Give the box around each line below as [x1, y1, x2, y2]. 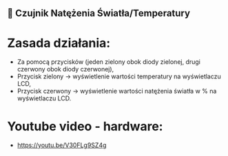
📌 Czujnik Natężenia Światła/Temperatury [7, 8, 191, 19]
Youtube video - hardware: [7, 118, 163, 134]
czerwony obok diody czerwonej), [17, 65, 114, 74]
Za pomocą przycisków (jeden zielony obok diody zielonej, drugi [17, 58, 201, 66]
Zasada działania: [7, 35, 111, 51]
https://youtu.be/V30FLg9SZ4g [17, 141, 107, 149]
